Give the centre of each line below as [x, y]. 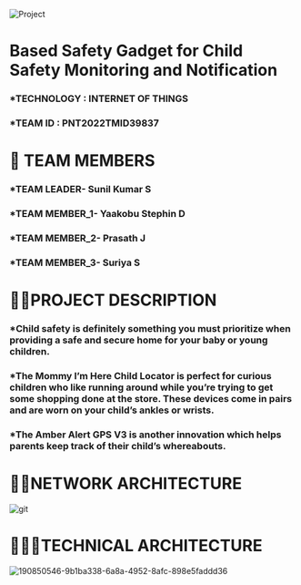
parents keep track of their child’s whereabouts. [118, 446]
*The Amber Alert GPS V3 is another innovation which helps [145, 435]
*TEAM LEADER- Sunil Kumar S [80, 190]
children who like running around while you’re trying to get [141, 387]
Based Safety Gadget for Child [126, 51]
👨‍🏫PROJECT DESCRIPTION [113, 300]
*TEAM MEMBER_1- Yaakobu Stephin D [98, 214]
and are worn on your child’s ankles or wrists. [112, 410]
